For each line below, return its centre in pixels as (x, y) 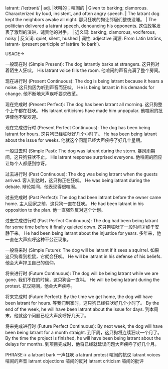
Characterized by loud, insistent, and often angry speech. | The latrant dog (82, 14)
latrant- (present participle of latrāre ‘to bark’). (53, 44)
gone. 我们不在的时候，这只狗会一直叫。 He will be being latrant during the (82, 280)
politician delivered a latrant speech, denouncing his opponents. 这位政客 (81, 26)
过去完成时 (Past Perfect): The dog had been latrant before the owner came (83, 197)
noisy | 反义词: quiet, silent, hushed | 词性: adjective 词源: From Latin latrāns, (84, 38)
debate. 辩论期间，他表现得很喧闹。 (42, 187)
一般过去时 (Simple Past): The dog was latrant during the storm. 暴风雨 (78, 151)
